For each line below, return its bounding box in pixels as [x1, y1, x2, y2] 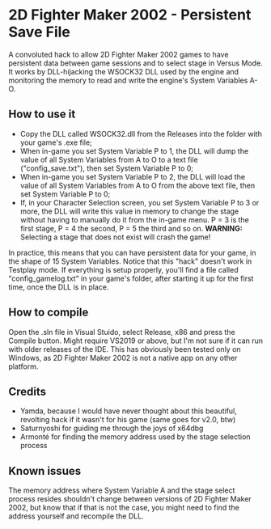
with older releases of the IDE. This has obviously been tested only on [8, 344, 241, 353]
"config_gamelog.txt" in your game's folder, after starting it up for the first [8, 273, 254, 283]
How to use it [8, 108, 76, 121]
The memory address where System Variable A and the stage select [8, 485, 235, 495]
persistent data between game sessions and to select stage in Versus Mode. [8, 58, 263, 68]
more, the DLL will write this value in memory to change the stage [19, 206, 239, 216]
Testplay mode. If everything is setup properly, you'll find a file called [8, 264, 239, 274]
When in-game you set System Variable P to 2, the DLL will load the [19, 171, 245, 181]
